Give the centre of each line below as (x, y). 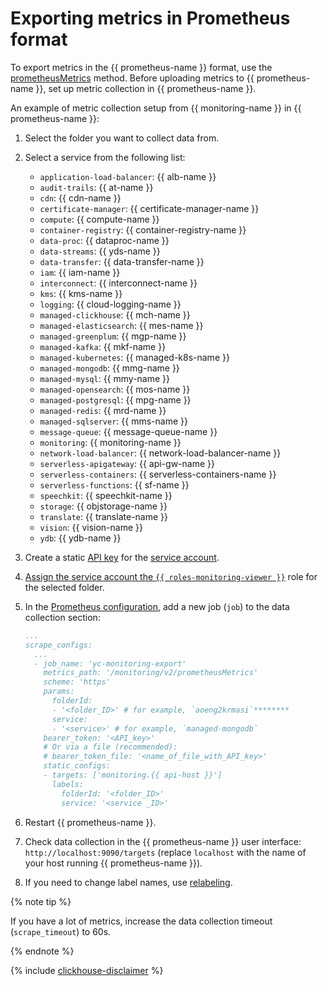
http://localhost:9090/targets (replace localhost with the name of (165, 852)
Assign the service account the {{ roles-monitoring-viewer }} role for (171, 576)
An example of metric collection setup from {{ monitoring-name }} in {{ (156, 108)
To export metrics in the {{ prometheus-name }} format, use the (141, 67)
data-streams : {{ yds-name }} (100, 251)
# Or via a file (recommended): (110, 747)
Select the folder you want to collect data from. (122, 138)
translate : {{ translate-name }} (103, 516)
